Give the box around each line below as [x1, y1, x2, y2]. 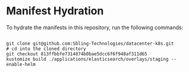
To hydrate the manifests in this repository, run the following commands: [6, 24, 184, 31]
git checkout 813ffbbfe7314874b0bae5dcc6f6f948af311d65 [6, 51, 147, 57]
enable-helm [6, 61, 36, 67]
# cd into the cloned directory [6, 46, 86, 52]
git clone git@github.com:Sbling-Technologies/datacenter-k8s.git [6, 40, 174, 46]
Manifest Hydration [6, 4, 104, 18]
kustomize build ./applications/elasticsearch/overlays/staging [6, 56, 169, 62]
